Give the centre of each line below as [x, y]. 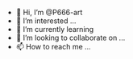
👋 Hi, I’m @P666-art [49, 12]
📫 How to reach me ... [53, 47]
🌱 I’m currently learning [55, 29]
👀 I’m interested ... [46, 21]
